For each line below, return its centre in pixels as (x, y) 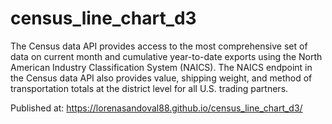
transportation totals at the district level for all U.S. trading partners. (149, 88)
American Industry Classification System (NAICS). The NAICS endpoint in (161, 67)
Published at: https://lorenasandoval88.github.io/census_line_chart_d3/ (156, 108)
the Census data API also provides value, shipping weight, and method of (161, 78)
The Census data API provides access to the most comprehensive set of (159, 46)
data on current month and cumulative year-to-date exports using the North (166, 56)
